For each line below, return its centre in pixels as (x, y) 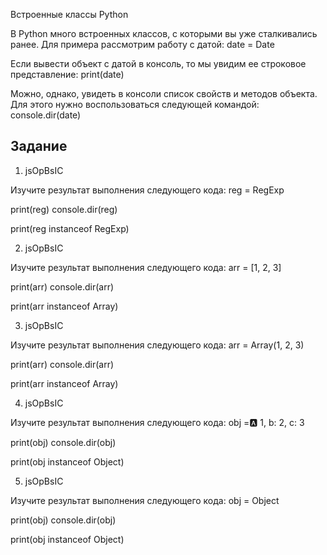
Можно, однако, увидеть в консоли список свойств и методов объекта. (164, 93)
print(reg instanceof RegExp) (70, 228)
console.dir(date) (46, 115)
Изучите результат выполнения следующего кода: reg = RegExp (147, 190)
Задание (39, 146)
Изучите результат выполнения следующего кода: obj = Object (145, 500)
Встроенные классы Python (69, 14)
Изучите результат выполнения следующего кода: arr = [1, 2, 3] (146, 267)
